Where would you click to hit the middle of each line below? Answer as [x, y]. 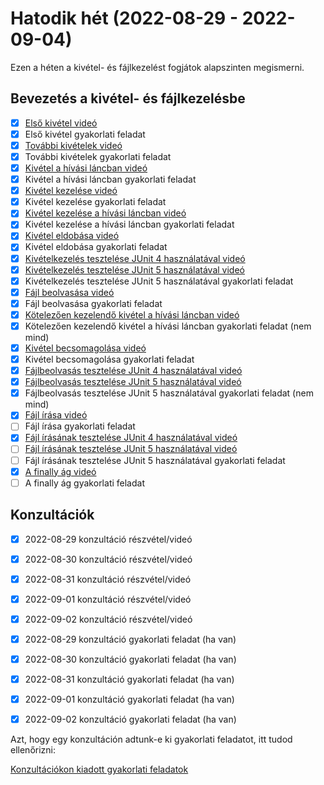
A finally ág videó [60, 471]
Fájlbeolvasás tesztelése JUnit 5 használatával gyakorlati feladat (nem [169, 393]
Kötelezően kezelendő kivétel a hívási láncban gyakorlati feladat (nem [168, 326]
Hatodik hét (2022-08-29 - [124, 18]
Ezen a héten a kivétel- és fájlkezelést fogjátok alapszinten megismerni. [157, 67]
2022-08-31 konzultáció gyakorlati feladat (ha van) [129, 679]
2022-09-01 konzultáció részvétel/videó [108, 599]
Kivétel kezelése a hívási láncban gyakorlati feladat [129, 224]
